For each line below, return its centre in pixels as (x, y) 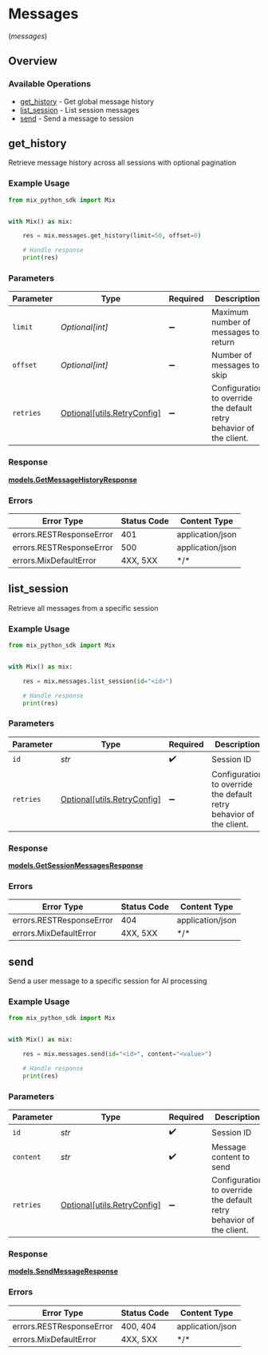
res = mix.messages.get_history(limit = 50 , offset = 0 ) (112, 236)
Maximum (230, 313)
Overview (33, 61)
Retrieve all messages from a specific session (83, 608)
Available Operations (50, 84)
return (223, 342)
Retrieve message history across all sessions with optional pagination (122, 163)
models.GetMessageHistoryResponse (73, 480)
